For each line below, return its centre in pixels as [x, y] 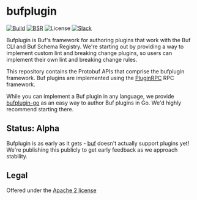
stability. [17, 156]
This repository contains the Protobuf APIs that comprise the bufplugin [95, 71]
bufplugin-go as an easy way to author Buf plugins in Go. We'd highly [94, 103]
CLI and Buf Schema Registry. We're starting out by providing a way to [95, 46]
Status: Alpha [33, 129]
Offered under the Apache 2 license [51, 190]
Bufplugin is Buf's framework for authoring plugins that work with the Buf [98, 40]
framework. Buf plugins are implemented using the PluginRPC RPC [90, 78]
